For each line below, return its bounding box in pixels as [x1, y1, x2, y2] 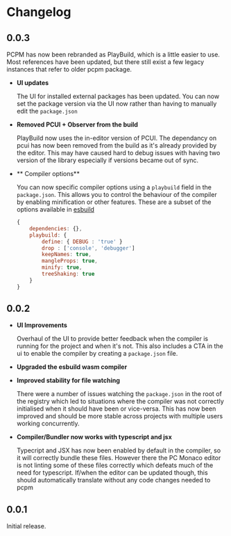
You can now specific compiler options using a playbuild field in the [16, 183, 212, 191]
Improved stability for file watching [16, 377, 121, 385]
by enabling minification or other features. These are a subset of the [16, 198, 212, 206]
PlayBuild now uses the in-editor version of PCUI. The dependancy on [16, 134, 216, 142]
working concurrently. [16, 419, 80, 428]
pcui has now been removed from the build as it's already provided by [16, 141, 217, 150]
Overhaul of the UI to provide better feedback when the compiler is [16, 335, 209, 343]
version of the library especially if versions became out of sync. [16, 156, 199, 164]
